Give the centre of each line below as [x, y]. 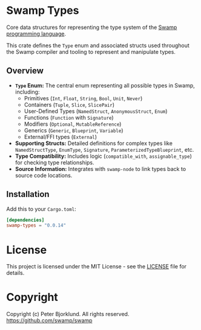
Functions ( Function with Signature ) [69, 117]
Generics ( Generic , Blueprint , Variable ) [74, 130]
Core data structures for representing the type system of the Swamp [92, 27]
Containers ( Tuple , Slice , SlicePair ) [69, 105]
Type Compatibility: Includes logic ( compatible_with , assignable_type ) [104, 156]
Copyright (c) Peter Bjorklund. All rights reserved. [68, 314]
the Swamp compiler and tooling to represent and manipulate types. [91, 51]
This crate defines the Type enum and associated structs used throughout [98, 45]
